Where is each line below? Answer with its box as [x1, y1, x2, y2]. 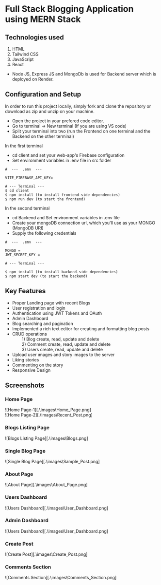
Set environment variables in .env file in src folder [12, 157, 112, 163]
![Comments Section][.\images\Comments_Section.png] [5, 575, 117, 581]
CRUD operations [12, 331, 47, 337]
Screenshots [5, 381, 45, 390]
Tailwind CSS [12, 51, 39, 57]
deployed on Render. [12, 76, 54, 82]
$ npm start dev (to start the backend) [5, 274, 88, 279]
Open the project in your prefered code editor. [12, 118, 104, 124]
